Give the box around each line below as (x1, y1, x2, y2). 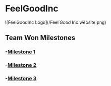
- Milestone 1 (5, 48, 36, 55)
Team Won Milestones (5, 34, 76, 42)
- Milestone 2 (5, 62, 37, 69)
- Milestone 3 (5, 75, 37, 82)
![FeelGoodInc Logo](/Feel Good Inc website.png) (5, 19, 107, 25)
